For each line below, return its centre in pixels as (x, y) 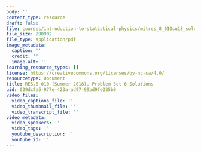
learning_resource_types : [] (42, 67)
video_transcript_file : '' (45, 112)
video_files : (22, 95)
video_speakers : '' (36, 123)
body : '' (17, 12)
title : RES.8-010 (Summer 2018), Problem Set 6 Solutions (80, 84)
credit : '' (25, 56)
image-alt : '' (29, 62)
